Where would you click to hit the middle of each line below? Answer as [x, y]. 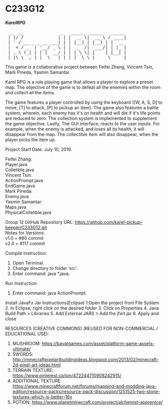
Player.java [16, 164]
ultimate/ [21, 349]
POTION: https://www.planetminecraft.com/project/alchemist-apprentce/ [87, 402]
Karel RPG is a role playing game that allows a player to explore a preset [79, 82]
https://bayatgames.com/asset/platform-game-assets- [98, 343]
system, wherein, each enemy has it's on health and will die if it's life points [83, 113]
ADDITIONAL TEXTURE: [37, 381]
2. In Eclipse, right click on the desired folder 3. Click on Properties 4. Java [82, 308]
